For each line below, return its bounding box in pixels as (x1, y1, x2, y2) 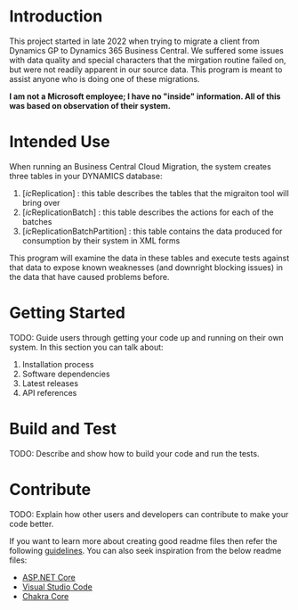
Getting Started (9, 303, 126, 323)
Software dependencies (21, 368, 110, 379)
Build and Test (9, 419, 117, 439)
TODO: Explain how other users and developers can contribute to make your (9, 508, 289, 519)
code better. (9, 518, 54, 529)
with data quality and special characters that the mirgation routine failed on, (9, 54, 286, 65)
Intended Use (9, 132, 110, 152)
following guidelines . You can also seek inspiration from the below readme (9, 545, 282, 556)
